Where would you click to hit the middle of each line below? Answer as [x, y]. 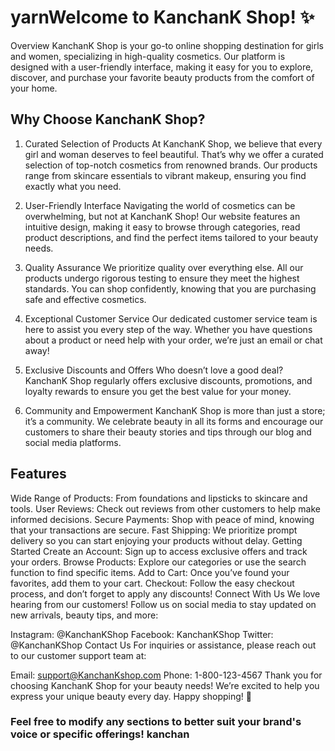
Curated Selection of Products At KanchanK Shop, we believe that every [173, 143]
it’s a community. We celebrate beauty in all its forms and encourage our [174, 421]
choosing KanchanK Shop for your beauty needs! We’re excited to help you [165, 685]
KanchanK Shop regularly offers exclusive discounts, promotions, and [168, 380]
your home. [34, 88]
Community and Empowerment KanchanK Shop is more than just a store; [175, 410]
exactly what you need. [73, 186]
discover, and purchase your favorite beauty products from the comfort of [162, 77]
